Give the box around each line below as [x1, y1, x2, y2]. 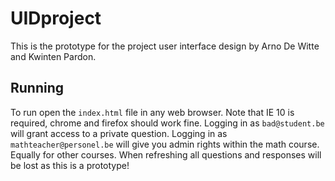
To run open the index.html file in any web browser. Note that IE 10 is [10, 106, 295, 118]
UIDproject [10, 7, 102, 30]
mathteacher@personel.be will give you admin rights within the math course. [10, 138, 320, 150]
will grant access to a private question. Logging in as [10, 127, 228, 139]
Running [10, 80, 65, 97]
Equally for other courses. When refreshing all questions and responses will [10, 148, 322, 161]
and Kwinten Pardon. [10, 50, 97, 62]
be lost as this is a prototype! [10, 159, 130, 171]
